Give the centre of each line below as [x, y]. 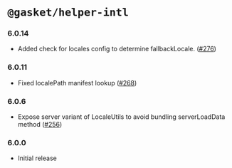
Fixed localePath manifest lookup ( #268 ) [77, 83]
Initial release [37, 158]
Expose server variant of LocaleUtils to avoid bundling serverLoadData [121, 117]
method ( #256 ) [40, 125]
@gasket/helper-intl [68, 12]
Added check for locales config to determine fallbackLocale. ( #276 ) [117, 49]
